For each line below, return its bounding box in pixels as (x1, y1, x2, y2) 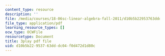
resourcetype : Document (5, 35, 54, 39)
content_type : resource (5, 7, 54, 12)
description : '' (5, 12, 38, 17)
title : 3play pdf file (5, 39, 52, 44)
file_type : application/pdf (5, 20, 63, 26)
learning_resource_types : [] (5, 25, 65, 30)
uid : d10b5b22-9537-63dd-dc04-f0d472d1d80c (5, 43, 96, 48)
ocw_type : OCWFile (5, 30, 43, 35)
